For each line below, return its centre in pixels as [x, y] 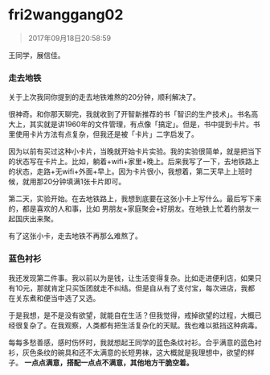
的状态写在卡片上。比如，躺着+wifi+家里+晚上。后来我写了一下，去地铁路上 [134, 162]
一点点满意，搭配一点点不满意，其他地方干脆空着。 [108, 362]
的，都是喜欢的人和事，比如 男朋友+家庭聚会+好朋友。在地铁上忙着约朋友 [130, 209]
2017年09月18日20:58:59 [70, 38]
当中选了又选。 [75, 298]
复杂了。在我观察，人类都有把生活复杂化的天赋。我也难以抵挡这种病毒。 [142, 325]
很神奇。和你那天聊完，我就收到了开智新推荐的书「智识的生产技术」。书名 [130, 114]
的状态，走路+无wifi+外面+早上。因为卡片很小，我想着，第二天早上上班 [127, 171]
